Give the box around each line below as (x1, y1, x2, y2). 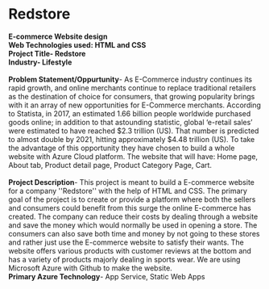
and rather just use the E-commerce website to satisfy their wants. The (8, 237, 244, 247)
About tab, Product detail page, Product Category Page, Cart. (8, 160, 212, 170)
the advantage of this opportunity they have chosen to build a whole (8, 143, 235, 153)
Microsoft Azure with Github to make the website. (8, 263, 173, 273)
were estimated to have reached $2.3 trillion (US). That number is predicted (8, 126, 259, 136)
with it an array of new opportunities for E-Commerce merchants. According (8, 100, 262, 110)
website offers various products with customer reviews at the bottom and (8, 245, 252, 255)
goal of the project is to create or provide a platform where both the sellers (8, 195, 256, 204)
